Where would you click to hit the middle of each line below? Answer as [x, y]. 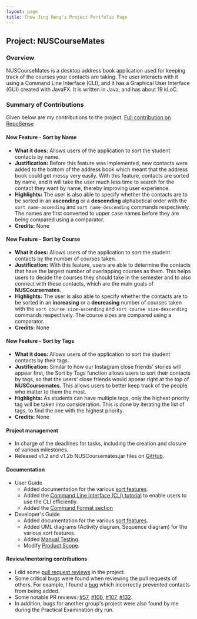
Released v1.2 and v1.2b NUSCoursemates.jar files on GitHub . [89, 456]
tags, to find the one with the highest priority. [69, 411]
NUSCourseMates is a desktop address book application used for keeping [96, 71]
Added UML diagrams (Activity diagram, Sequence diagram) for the [105, 526]
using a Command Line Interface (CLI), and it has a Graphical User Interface [98, 83]
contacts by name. [37, 156]
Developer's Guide [37, 514]
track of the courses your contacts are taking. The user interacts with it [92, 77]
